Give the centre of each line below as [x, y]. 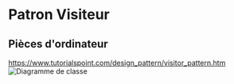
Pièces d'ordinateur [58, 44]
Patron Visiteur [59, 15]
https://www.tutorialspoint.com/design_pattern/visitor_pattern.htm [117, 63]
